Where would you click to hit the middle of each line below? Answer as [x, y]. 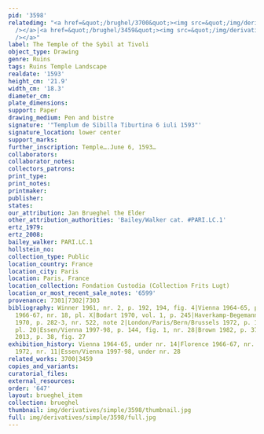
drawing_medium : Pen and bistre [61, 118]
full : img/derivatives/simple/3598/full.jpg [82, 417]
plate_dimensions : [38, 103]
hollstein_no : [31, 249]
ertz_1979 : [26, 228]
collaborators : [33, 154]
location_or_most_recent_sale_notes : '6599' [82, 293]
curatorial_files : [38, 373]
